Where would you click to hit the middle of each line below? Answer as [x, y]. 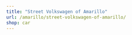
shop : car [18, 23]
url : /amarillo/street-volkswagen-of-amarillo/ [66, 17]
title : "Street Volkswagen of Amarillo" [57, 12]
